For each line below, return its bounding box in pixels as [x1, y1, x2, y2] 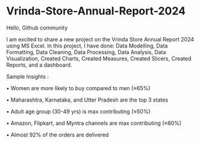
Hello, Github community [6, 24, 68, 31]
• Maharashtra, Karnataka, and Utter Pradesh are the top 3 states [6, 96, 169, 103]
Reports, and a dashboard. [6, 61, 72, 68]
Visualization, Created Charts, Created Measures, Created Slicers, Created [6, 55, 192, 62]
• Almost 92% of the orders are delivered [6, 131, 109, 138]
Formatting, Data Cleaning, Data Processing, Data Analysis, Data [6, 48, 166, 55]
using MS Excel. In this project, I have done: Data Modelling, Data [6, 42, 168, 49]
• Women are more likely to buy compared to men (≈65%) [6, 84, 151, 91]
